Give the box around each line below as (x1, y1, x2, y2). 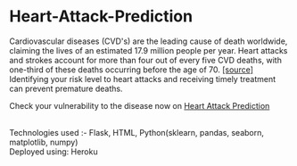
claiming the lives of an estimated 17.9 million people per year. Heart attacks (9, 45, 288, 55)
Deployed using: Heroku (9, 145, 98, 157)
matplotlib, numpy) (9, 137, 78, 147)
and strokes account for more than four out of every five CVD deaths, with (9, 54, 283, 65)
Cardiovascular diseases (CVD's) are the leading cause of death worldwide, (9, 36, 288, 46)
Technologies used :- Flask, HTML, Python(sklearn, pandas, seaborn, (9, 127, 265, 137)
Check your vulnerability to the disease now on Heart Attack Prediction (9, 100, 270, 111)
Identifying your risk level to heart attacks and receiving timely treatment (9, 73, 276, 84)
